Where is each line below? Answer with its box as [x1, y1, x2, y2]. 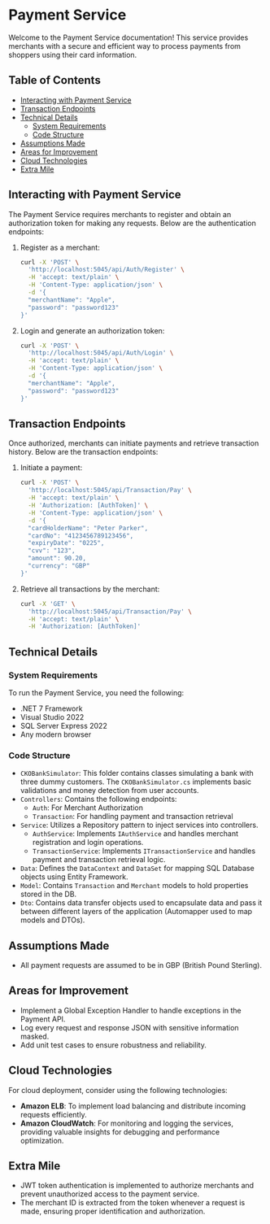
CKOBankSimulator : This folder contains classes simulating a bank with [20, 769, 254, 778]
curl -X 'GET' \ [20, 599, 76, 608]
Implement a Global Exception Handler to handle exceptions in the [20, 1005, 242, 1015]
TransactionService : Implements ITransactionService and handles [32, 846, 256, 856]
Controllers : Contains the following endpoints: [20, 795, 177, 804]
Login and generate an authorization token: [20, 325, 165, 335]
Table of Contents [8, 73, 102, 87]
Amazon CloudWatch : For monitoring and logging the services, [20, 1118, 234, 1128]
